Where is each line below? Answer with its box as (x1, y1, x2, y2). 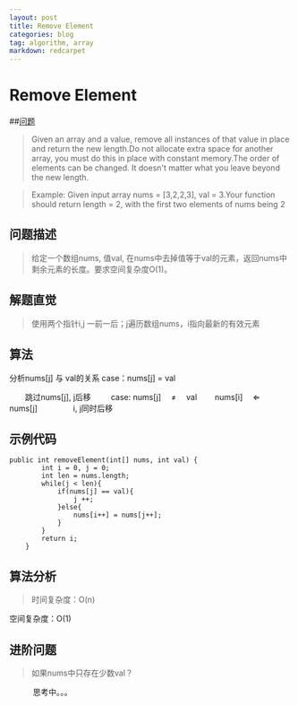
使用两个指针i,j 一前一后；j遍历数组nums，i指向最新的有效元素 (30, 318, 260, 328)
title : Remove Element (9, 22, 94, 31)
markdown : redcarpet (9, 47, 87, 56)
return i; (41, 535, 78, 544)
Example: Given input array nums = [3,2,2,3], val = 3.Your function (30, 189, 276, 200)
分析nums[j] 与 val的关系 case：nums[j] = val (9, 372, 176, 383)
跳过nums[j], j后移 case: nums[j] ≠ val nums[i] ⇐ (24, 391, 261, 402)
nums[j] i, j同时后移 (9, 403, 114, 414)
